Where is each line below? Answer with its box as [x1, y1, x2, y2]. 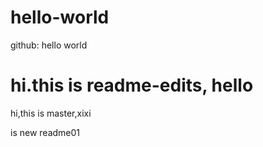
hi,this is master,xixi [10, 107, 92, 119]
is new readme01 [10, 126, 81, 138]
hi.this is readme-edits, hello [10, 74, 254, 97]
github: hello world [10, 39, 88, 51]
